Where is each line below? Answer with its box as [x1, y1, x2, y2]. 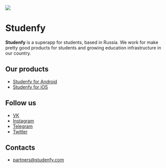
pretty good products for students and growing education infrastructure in [5, 44, 161, 51]
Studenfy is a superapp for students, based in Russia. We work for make [5, 39, 158, 45]
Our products [5, 65, 49, 74]
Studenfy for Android [12, 78, 57, 84]
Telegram [12, 123, 33, 129]
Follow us [5, 99, 37, 107]
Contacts [5, 143, 36, 152]
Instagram [12, 117, 34, 124]
